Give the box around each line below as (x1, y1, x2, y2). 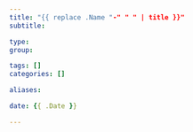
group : (9, 45, 34, 54)
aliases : (9, 86, 42, 95)
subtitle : (9, 21, 46, 30)
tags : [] (9, 61, 42, 71)
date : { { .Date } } (9, 102, 77, 111)
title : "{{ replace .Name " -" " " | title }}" (9, 12, 185, 22)
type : (9, 37, 29, 46)
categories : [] (9, 70, 66, 79)
